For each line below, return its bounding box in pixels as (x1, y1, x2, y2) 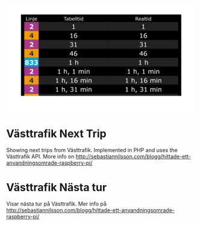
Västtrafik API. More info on (6, 153, 75, 160)
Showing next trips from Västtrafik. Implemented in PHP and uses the (6, 147, 178, 154)
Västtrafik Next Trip (6, 127, 107, 140)
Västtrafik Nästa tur (6, 180, 107, 194)
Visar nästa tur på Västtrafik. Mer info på (6, 200, 107, 207)
